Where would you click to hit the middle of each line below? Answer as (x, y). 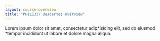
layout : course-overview (31, 10)
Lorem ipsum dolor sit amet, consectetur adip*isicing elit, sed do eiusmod (80, 28)
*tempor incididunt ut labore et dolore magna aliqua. (58, 33)
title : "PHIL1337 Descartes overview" (45, 14)
